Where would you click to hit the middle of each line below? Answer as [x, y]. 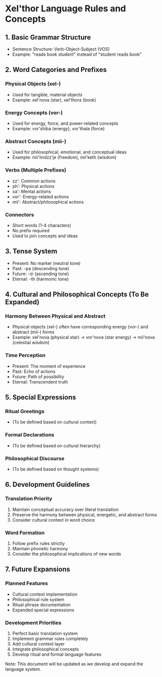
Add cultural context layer [38, 643]
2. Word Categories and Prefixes [56, 70]
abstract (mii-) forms [33, 332]
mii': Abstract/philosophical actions [48, 202]
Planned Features [27, 583]
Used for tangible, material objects [47, 95]
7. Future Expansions [38, 569]
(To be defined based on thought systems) [56, 469]
